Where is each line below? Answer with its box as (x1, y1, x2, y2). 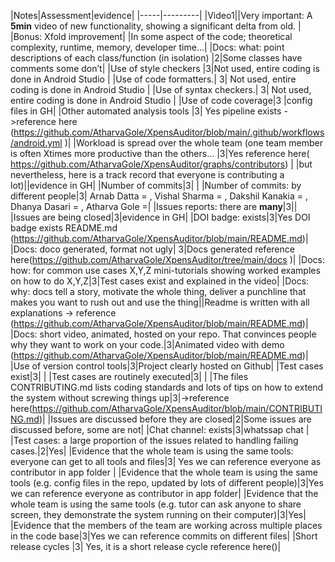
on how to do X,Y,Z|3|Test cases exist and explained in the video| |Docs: (10, 275, 310, 287)
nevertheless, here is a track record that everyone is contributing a (10, 169, 285, 180)
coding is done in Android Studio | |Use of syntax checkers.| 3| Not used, (10, 84, 312, 95)
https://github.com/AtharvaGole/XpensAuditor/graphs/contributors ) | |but (10, 158, 313, 170)
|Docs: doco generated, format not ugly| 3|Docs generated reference (10, 243, 295, 255)
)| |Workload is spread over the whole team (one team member (64, 137, 324, 149)
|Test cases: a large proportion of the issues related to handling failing (10, 435, 299, 446)
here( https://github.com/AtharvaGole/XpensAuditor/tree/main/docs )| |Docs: (10, 254, 325, 265)
